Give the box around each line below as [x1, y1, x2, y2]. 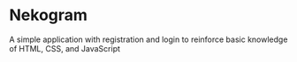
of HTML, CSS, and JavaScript [9, 43, 121, 53]
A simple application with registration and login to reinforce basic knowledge [9, 34, 288, 45]
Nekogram [9, 5, 88, 25]
